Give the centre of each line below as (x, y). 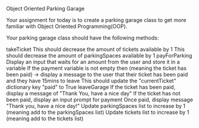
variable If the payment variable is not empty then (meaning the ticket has (97, 68)
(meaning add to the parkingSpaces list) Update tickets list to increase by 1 (98, 112)
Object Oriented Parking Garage (45, 9)
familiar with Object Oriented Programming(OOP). (67, 26)
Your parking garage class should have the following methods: (83, 38)
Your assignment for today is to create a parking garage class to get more (96, 20)
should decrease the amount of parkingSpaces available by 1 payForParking (99, 55)
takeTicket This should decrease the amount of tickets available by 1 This (96, 49)
